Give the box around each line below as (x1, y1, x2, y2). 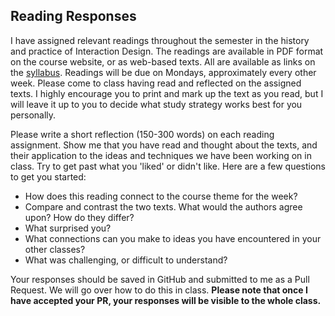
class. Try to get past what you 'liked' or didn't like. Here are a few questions (10, 160, 327, 172)
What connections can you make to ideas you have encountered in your (24, 232, 322, 244)
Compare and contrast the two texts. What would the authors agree (24, 200, 303, 213)
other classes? (24, 243, 86, 255)
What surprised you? (24, 222, 112, 234)
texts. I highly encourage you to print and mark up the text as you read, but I (10, 87, 324, 99)
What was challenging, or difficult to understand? (24, 254, 228, 266)
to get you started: (10, 170, 87, 183)
